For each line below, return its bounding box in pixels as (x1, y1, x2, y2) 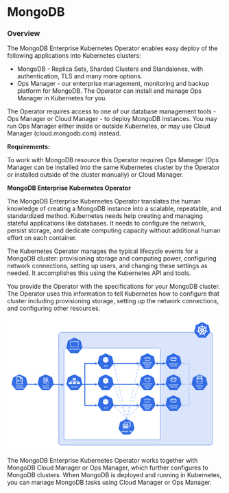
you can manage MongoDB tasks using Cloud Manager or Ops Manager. (7, 478, 213, 486)
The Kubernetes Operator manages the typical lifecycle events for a (7, 247, 199, 255)
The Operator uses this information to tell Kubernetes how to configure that (7, 289, 219, 298)
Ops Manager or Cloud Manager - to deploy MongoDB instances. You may (7, 115, 217, 123)
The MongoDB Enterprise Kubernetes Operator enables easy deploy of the (7, 44, 218, 52)
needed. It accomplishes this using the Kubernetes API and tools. (7, 269, 191, 277)
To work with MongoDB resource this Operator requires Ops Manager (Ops (7, 156, 219, 164)
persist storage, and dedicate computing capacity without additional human (7, 226, 221, 234)
